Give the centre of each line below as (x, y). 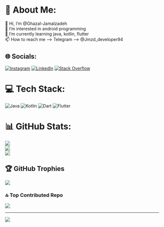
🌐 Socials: (21, 56)
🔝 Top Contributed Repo (34, 195)
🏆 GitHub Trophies (35, 169)
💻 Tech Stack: (35, 89)
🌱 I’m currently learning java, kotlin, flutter (47, 34)
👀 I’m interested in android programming (46, 28)
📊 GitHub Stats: (38, 126)
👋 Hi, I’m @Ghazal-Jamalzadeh (36, 23)
